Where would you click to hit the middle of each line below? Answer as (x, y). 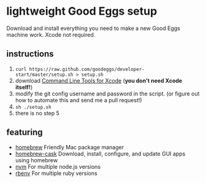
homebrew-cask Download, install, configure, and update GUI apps (100, 154)
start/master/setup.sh (44, 75)
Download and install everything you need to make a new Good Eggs (93, 28)
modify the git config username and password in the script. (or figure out (107, 94)
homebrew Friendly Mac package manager (70, 147)
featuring (25, 133)
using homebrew (36, 160)
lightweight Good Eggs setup (82, 11)
